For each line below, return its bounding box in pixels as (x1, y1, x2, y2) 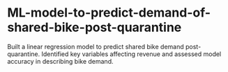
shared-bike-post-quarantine (7, 19, 182, 35)
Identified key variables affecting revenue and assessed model (41, 50, 222, 58)
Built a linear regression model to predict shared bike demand (7, 42, 185, 51)
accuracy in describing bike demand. (7, 57, 114, 65)
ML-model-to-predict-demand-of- (7, 5, 211, 21)
